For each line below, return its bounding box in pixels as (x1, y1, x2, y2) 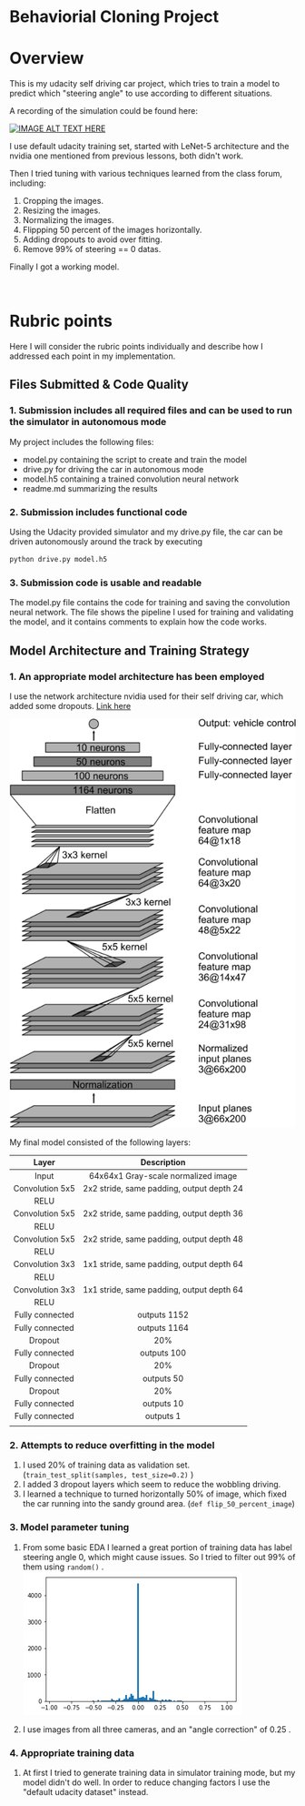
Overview (9, 48, 84, 69)
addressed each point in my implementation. (9, 350, 176, 361)
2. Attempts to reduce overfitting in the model (9, 1438, 215, 1451)
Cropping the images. (22, 196, 104, 207)
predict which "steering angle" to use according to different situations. (9, 88, 272, 99)
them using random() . (22, 1561, 104, 1572)
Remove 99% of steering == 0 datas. (22, 244, 162, 255)
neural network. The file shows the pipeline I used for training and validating (9, 607, 294, 618)
